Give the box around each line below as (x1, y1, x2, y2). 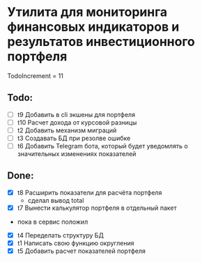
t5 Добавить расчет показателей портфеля (17, 247, 146, 255)
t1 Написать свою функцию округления (17, 239, 134, 247)
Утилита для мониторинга (7, 4, 168, 20)
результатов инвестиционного (7, 34, 195, 49)
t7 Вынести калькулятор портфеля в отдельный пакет (17, 203, 177, 212)
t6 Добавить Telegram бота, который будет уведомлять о (17, 142, 188, 150)
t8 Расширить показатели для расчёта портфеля (17, 188, 162, 196)
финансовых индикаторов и (7, 19, 180, 35)
